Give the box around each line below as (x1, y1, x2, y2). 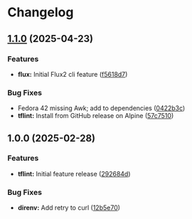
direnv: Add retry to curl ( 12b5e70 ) (17, 203, 121, 212)
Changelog (7, 4, 74, 21)
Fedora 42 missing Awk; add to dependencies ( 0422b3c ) (17, 104, 186, 112)
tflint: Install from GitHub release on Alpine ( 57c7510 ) (17, 112, 174, 120)
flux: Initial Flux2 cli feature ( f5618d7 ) (17, 70, 128, 78)
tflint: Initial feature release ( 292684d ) (17, 169, 131, 178)
